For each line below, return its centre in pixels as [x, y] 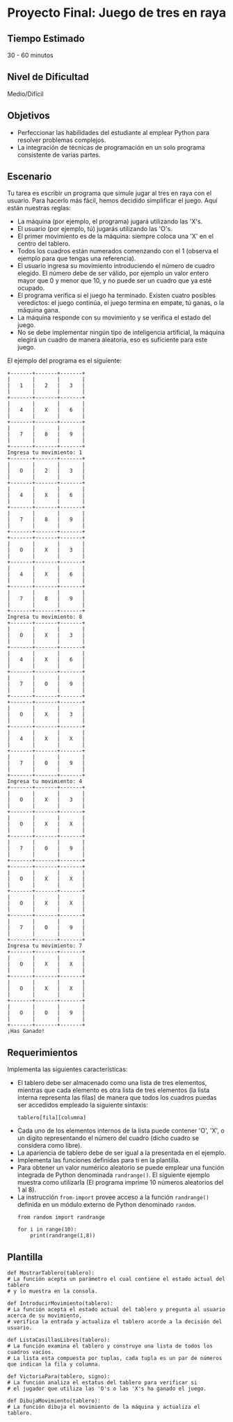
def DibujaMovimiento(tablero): [54, 1401]
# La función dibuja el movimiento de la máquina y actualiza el [104, 1407]
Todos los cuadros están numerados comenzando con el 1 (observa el [118, 251]
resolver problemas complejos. [62, 140]
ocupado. [31, 288]
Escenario [30, 176]
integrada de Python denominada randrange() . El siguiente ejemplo [113, 1175]
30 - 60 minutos [30, 55]
